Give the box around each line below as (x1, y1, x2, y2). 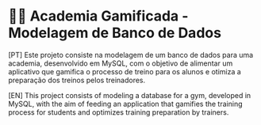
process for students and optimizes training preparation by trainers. (8, 107, 229, 117)
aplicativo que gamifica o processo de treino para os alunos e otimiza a (8, 66, 242, 76)
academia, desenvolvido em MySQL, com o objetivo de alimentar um (8, 59, 233, 68)
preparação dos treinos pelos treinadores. (8, 75, 146, 85)
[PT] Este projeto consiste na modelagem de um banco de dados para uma (8, 50, 254, 59)
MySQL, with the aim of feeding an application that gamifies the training (8, 99, 243, 108)
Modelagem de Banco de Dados (8, 24, 222, 42)
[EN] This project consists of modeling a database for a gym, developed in (8, 90, 251, 100)
